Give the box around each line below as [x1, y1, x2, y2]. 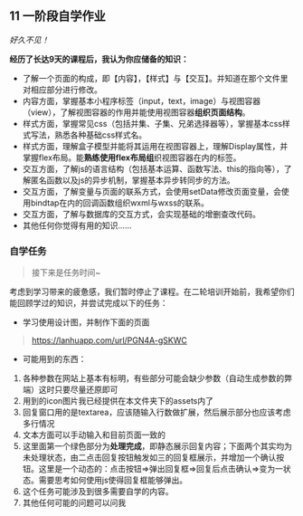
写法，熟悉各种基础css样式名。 [30, 129, 147, 140]
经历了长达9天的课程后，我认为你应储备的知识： [9, 53, 190, 64]
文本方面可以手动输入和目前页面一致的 [22, 429, 166, 441]
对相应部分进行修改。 [22, 84, 102, 95]
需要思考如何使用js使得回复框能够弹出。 [38, 474, 188, 486]
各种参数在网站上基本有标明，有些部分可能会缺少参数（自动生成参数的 [22, 373, 285, 384]
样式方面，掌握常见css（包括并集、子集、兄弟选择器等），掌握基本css [22, 118, 283, 129]
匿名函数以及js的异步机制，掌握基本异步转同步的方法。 [30, 175, 235, 186]
